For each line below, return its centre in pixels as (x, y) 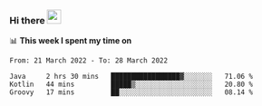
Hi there (27, 20)
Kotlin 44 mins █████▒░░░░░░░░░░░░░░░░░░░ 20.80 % (131, 85)
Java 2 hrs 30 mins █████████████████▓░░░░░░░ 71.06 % (131, 77)
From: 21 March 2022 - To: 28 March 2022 (89, 61)
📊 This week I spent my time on (71, 41)
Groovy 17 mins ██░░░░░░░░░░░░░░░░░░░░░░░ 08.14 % (131, 92)
